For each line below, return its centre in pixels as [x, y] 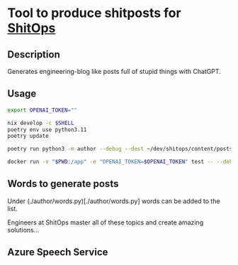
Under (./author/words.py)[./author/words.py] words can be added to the [114, 201]
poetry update [28, 136]
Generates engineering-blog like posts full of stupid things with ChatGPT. [114, 71]
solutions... [23, 229]
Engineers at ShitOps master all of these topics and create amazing [106, 222]
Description [34, 54]
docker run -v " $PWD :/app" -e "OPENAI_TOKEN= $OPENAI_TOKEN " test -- [110, 162]
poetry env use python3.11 [47, 129]
